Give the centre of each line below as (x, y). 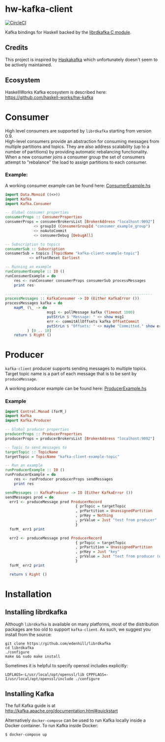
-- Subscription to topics (33, 244)
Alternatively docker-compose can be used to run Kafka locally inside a (75, 720)
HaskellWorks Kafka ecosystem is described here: (56, 92)
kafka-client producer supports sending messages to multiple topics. (76, 369)
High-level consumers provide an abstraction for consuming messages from (82, 141)
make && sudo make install (33, 656)
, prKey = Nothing (94, 516)
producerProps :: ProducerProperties (44, 434)
